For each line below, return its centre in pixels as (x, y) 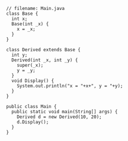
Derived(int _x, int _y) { (45, 60)
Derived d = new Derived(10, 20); (59, 117)
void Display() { (33, 81)
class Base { (22, 14)
